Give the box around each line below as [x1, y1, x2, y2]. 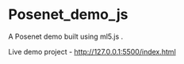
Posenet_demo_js [8, 6, 128, 24]
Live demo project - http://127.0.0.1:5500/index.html [8, 47, 176, 56]
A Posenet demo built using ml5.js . [8, 32, 124, 41]
